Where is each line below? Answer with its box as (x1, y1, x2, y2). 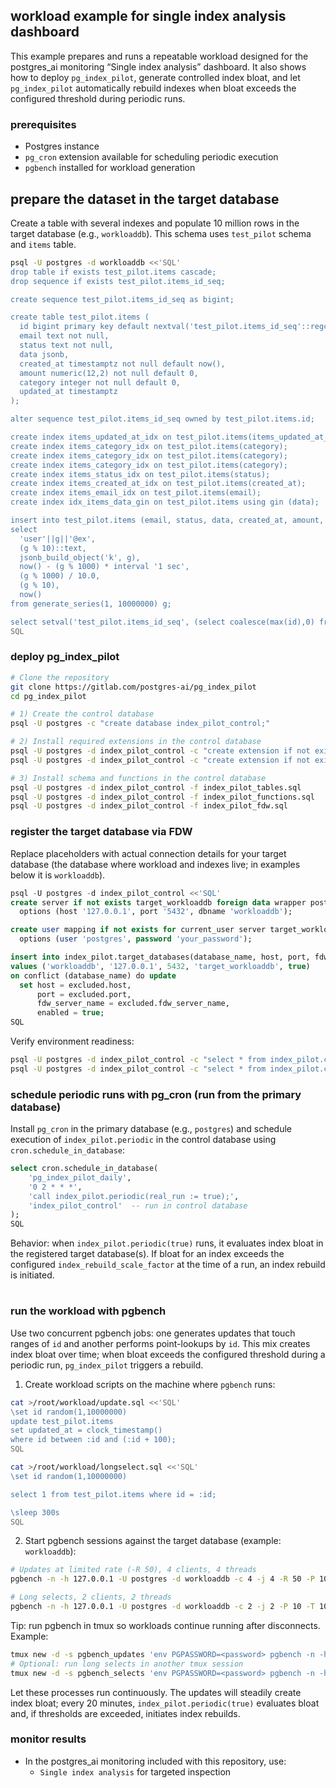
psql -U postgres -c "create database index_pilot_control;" (10, 719, 271, 729)
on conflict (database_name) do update (10, 970, 177, 981)
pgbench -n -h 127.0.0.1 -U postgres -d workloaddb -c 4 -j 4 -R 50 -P (10, 1574, 315, 1584)
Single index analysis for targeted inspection (39, 1765, 232, 1778)
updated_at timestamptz (19, 387, 118, 397)
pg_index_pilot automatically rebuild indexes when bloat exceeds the (10, 82, 297, 94)
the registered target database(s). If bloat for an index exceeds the (10, 1248, 285, 1260)
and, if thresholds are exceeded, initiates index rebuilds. (10, 1707, 241, 1719)
